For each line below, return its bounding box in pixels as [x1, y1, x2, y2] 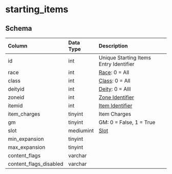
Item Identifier [99, 102, 133, 109]
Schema [5, 24, 32, 33]
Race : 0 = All [99, 69, 130, 76]
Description [99, 42, 128, 49]
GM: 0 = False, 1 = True [99, 119, 156, 126]
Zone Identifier [99, 94, 134, 101]
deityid [8, 85, 25, 93]
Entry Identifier [99, 60, 135, 68]
